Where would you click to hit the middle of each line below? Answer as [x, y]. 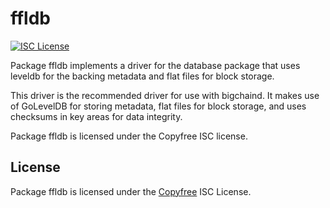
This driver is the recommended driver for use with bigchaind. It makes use [165, 95]
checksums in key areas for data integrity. [96, 116]
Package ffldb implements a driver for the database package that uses [155, 65]
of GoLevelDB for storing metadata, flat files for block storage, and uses [158, 106]
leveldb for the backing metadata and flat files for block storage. [142, 76]
